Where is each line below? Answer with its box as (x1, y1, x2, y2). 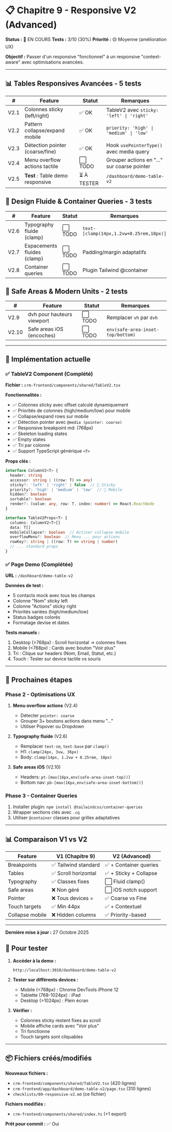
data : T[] (10, 525, 31, 530)
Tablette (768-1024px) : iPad (20, 992, 81, 998)
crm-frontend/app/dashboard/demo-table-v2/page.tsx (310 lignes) (12, 1085, 152, 1092)
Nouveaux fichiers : (5, 1070, 48, 1076)
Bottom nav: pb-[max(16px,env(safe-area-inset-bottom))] (20, 779, 144, 785)
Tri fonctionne (20, 1028, 50, 1034)
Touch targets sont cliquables (20, 1034, 83, 1040)
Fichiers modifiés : (5, 1101, 46, 1107)
